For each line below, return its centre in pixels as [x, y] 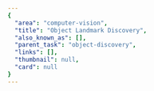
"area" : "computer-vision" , [61, 23]
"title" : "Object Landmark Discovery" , [81, 30]
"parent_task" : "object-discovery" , [75, 45]
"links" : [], [36, 52]
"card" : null [36, 67]
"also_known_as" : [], [51, 38]
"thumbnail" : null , [47, 60]
